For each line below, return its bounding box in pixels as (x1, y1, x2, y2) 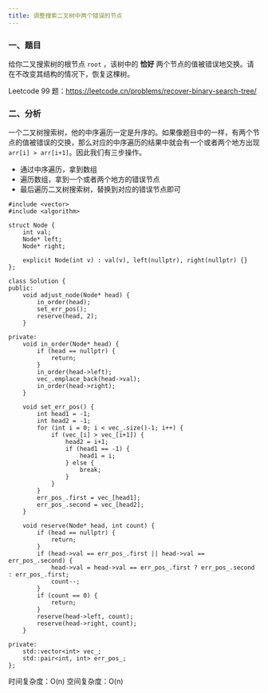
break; (79, 466, 102, 474)
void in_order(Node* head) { (22, 340, 120, 348)
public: (8, 284, 34, 292)
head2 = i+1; (65, 438, 109, 446)
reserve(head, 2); (37, 312, 98, 320)
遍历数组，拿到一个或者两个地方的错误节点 (19, 175, 160, 184)
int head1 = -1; (37, 410, 91, 418)
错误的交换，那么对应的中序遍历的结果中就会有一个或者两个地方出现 (35, 137, 260, 148)
